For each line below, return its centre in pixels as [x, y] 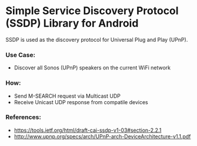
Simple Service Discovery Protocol [92, 11]
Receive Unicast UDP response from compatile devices [81, 102]
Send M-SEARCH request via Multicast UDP [67, 96]
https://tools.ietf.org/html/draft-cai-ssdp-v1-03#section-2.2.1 [88, 130]
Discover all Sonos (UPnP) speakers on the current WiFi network [92, 68]
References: [24, 117]
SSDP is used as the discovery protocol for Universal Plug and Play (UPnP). [97, 39]
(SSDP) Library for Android [72, 23]
